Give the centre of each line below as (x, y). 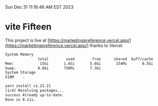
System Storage (20, 73)
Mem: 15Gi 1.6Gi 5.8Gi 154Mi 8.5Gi (79, 64)
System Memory (19, 54)
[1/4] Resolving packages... (35, 91)
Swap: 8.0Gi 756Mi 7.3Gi (53, 68)
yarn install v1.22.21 (28, 86)
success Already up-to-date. (35, 95)
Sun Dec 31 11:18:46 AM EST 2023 (39, 7)
